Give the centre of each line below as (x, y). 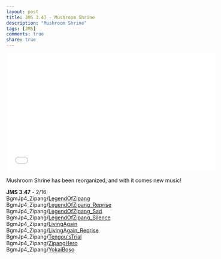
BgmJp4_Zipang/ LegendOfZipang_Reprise (59, 205)
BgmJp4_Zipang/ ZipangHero (42, 243)
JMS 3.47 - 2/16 (26, 192)
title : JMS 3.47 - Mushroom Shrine (51, 17)
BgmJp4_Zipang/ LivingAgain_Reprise (52, 230)
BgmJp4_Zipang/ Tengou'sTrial (44, 237)
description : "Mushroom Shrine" (46, 23)
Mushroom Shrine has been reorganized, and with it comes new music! (94, 180)
